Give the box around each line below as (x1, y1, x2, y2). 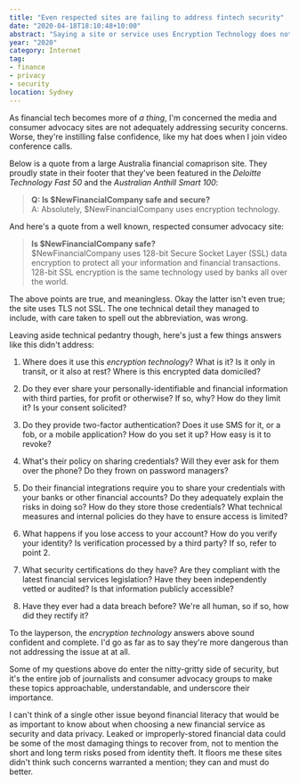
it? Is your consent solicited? (21, 402, 127, 413)
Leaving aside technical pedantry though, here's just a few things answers (9, 329, 282, 340)
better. (9, 766, 34, 777)
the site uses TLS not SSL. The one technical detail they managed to (9, 302, 260, 313)
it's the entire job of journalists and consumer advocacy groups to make (9, 673, 273, 683)
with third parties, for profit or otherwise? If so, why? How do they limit (21, 392, 281, 403)
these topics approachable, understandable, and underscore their (9, 682, 251, 693)
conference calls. (9, 140, 73, 152)
